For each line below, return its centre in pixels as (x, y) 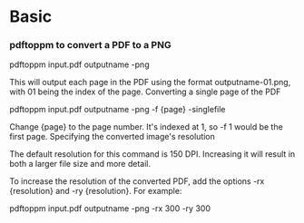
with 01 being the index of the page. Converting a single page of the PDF (145, 92)
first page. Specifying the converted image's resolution (113, 137)
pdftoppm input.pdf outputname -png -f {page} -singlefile (118, 110)
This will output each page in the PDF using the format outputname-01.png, (150, 82)
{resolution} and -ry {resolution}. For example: (96, 191)
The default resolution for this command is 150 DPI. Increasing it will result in (152, 154)
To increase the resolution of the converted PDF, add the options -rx (137, 181)
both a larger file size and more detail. (80, 164)
